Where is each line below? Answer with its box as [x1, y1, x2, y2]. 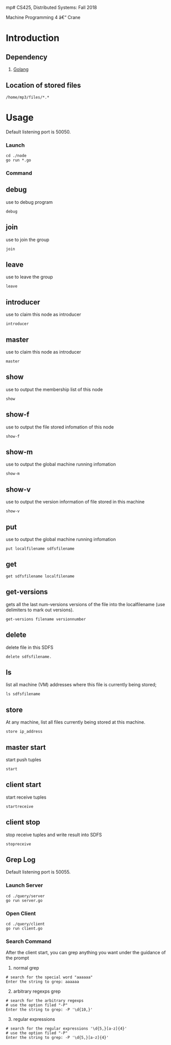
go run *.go [6, 158, 31, 163]
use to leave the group [6, 274, 53, 280]
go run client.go [6, 926, 43, 931]
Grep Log [6, 855, 36, 864]
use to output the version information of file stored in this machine [6, 499, 145, 505]
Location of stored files [6, 81, 81, 90]
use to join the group [6, 236, 50, 243]
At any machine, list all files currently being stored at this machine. [6, 719, 145, 725]
